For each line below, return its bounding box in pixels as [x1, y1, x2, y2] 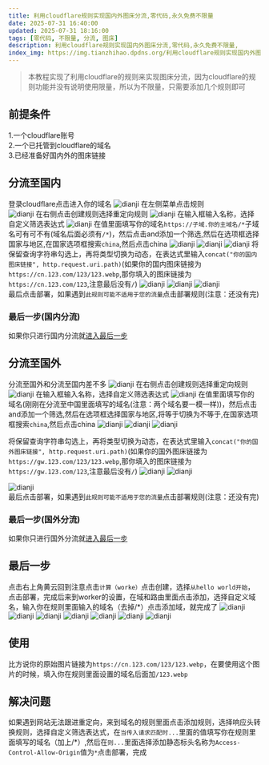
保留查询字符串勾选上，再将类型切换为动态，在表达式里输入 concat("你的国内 [8, 249, 258, 259]
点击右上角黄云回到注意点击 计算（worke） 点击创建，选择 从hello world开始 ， [8, 582, 255, 591]
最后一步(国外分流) [8, 513, 81, 525]
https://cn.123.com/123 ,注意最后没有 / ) [8, 279, 138, 288]
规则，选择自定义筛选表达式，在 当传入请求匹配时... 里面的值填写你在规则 [14, 727, 250, 737]
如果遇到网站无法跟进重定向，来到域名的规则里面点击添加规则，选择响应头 [8, 718, 254, 727]
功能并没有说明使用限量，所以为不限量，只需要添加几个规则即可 [34, 82, 246, 91]
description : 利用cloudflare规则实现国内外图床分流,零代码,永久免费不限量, [8, 42, 239, 50]
